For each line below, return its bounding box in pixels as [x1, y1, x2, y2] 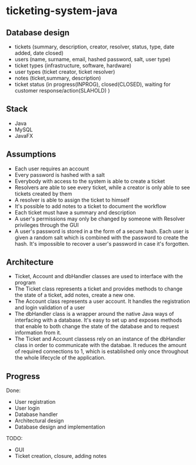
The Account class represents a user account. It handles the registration [14, 298, 190, 305]
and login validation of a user [14, 304, 85, 311]
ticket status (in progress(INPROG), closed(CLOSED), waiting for [14, 81, 171, 88]
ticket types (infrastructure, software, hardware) [14, 62, 132, 69]
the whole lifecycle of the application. [14, 354, 106, 361]
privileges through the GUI [14, 221, 79, 228]
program [14, 279, 36, 286]
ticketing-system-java [6, 4, 118, 18]
